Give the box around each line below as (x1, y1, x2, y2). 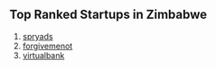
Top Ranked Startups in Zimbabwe (9, 7, 208, 22)
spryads (22, 30, 53, 41)
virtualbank (22, 49, 65, 61)
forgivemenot (22, 40, 73, 51)
